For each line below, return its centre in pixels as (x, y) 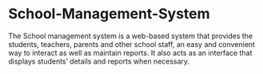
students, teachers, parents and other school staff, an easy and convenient (132, 44)
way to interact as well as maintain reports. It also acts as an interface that (130, 53)
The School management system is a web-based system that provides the (131, 36)
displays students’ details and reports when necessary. (99, 61)
